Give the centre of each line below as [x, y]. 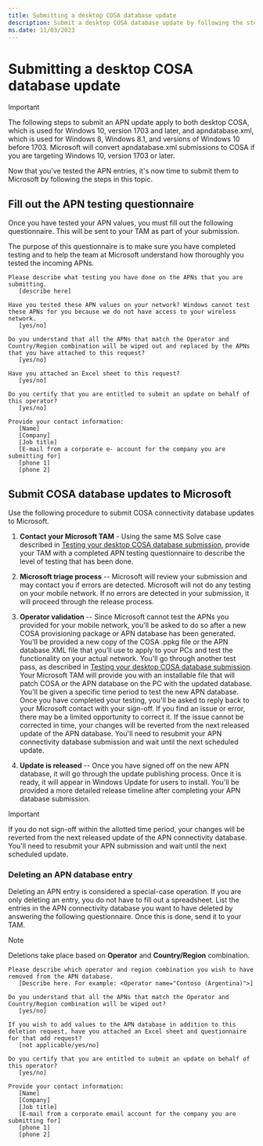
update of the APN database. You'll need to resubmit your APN [121, 733]
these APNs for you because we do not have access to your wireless [122, 312]
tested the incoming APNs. [51, 263]
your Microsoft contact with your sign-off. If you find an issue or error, [132, 708]
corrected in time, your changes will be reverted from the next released [134, 725]
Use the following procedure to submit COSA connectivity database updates [131, 513]
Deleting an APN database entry [70, 874]
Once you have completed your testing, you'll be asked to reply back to [134, 700]
